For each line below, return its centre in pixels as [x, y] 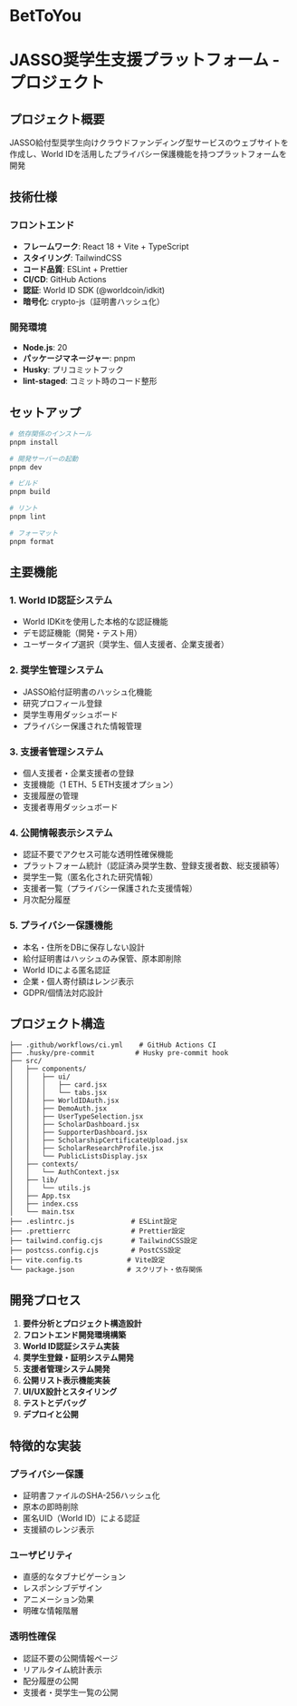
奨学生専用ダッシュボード [70, 715]
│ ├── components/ [48, 1069]
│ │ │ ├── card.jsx [58, 1085]
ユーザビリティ [42, 1555]
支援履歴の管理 [50, 796]
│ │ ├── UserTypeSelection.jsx [77, 1117]
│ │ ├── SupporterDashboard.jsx [78, 1133]
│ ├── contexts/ [44, 1164]
